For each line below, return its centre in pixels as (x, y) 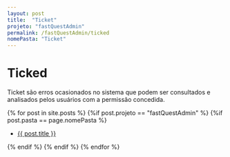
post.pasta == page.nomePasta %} (57, 121)
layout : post (26, 13)
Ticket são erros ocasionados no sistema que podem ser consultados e (109, 92)
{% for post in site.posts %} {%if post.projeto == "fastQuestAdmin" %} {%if (115, 113)
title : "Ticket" (32, 20)
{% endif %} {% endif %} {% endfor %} (64, 147)
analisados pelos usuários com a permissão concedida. (86, 100)
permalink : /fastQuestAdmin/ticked (58, 33)
